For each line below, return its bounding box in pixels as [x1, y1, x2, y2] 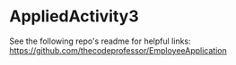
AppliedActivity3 [9, 6, 139, 27]
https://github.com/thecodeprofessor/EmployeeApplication [9, 45, 227, 55]
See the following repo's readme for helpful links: [9, 36, 191, 46]
